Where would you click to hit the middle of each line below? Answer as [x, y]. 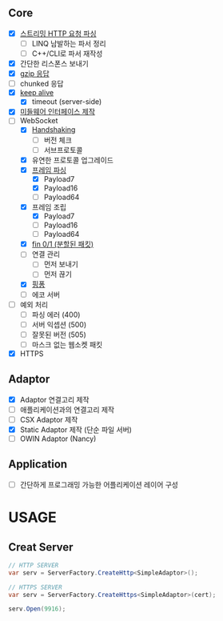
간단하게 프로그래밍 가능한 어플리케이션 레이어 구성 [99, 484]
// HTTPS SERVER [35, 587]
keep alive [37, 93]
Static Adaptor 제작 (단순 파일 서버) [76, 429]
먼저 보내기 [61, 264]
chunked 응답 [42, 84]
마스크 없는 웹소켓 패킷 [67, 344]
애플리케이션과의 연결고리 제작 [67, 409]
